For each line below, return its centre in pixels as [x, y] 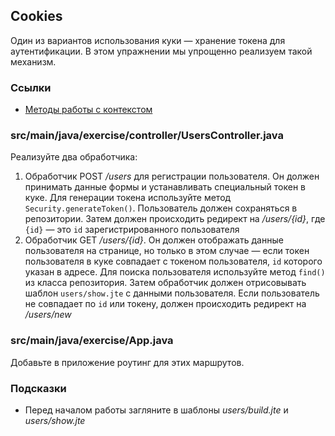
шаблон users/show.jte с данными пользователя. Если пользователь [172, 293]
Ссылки [31, 87]
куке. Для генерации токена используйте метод [128, 198]
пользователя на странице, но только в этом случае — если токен [167, 251]
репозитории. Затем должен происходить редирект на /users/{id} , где [175, 219]
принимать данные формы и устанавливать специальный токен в [165, 187]
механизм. [33, 61]
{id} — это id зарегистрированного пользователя [132, 230]
